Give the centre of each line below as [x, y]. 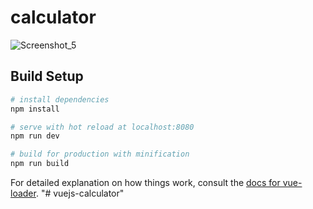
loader [23, 193]
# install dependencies [60, 99]
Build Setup [47, 76]
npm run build [40, 164]
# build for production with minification [100, 154]
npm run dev [35, 136]
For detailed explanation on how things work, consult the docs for [145, 182]
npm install [35, 109]
